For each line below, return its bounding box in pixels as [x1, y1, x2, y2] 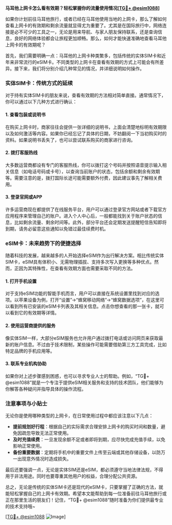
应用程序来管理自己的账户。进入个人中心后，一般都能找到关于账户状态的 [5, 213, 158, 219]
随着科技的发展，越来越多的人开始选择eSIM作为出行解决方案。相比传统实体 [5, 252, 164, 259]
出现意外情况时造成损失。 [17, 456, 72, 462]
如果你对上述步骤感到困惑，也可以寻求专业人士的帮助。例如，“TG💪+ [5, 373, 149, 379]
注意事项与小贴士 [5, 400, 48, 407]
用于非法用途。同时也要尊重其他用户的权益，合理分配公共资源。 [5, 473, 140, 479]
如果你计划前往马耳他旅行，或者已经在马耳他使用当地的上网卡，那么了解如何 [5, 16, 167, 22]
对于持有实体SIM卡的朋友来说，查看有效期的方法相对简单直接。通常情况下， [5, 92, 166, 98]
